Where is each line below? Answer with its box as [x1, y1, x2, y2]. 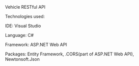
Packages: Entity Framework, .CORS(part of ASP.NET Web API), [5, 51, 134, 57]
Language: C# [5, 33, 34, 38]
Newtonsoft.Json [5, 56, 40, 62]
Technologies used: [5, 14, 45, 19]
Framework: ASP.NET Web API [5, 42, 67, 48]
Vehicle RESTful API [5, 4, 46, 10]
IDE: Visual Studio [5, 23, 41, 29]
